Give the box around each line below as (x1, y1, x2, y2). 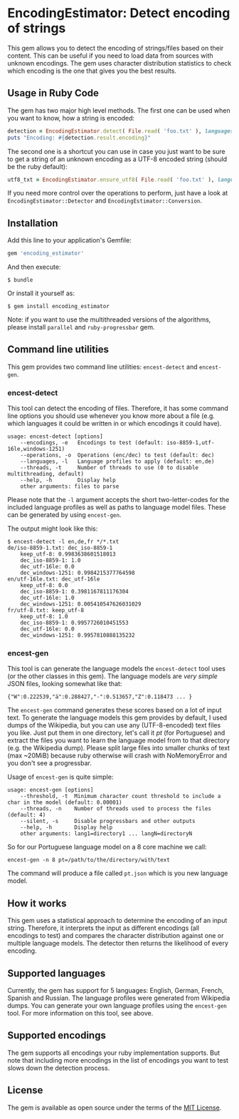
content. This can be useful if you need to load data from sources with (7, 51, 213, 60)
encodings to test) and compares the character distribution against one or (7, 931, 224, 940)
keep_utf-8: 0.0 (20, 582, 69, 589)
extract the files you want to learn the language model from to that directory (7, 736, 230, 745)
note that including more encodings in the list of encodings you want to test (7, 1056, 229, 1064)
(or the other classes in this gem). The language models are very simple (7, 672, 218, 680)
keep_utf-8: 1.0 (20, 613, 69, 620)
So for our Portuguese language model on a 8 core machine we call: (7, 843, 208, 852)
